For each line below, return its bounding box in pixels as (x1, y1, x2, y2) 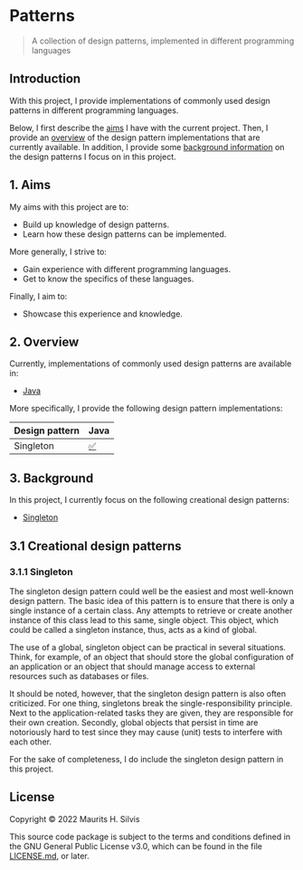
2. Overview (9, 334, 80, 349)
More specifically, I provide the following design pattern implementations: (9, 403, 283, 414)
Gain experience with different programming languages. (22, 263, 232, 274)
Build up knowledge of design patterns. (22, 219, 170, 230)
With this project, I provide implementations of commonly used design (9, 95, 271, 106)
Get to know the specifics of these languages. (22, 273, 194, 284)
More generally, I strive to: (9, 246, 107, 257)
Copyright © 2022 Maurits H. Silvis (9, 813, 140, 824)
